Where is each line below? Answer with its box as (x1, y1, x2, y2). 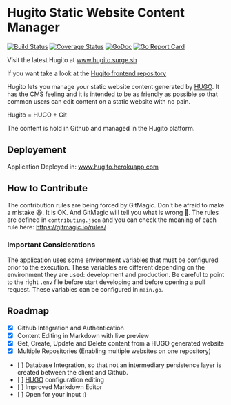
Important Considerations (7, 240, 96, 249)
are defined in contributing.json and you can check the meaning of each (7, 216, 217, 224)
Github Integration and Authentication (17, 323, 124, 332)
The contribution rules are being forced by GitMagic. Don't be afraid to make (7, 200, 225, 209)
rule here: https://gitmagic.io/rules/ (7, 223, 107, 231)
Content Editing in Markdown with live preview (17, 331, 150, 339)
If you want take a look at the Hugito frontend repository (7, 69, 167, 77)
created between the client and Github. (17, 368, 129, 376)
